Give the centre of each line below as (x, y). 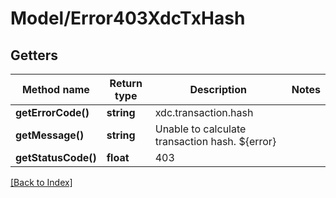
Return (126, 83)
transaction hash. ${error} (215, 141)
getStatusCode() (56, 157)
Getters (34, 55)
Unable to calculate (200, 129)
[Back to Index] (41, 182)
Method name (55, 89)
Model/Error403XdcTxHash (128, 18)
